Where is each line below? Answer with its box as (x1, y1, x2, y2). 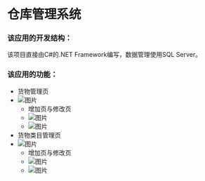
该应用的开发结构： (7, 33, 72, 43)
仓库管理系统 (7, 6, 82, 22)
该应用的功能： (7, 69, 58, 79)
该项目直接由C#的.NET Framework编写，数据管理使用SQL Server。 (7, 51, 202, 59)
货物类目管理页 (17, 130, 61, 139)
